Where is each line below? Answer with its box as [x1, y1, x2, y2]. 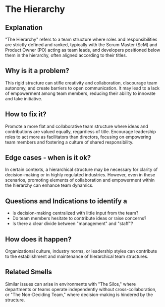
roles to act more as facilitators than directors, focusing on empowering [5, 134, 151, 140]
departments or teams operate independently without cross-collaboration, [5, 286, 157, 292]
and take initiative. [5, 95, 43, 101]
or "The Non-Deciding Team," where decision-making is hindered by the [5, 292, 153, 298]
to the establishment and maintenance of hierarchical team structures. [5, 253, 149, 259]
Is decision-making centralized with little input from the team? [12, 210, 139, 216]
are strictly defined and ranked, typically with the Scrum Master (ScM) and [5, 42, 158, 48]
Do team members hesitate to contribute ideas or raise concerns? [12, 215, 147, 222]
